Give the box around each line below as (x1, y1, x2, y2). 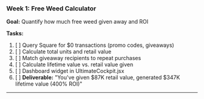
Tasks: (6, 30, 24, 37)
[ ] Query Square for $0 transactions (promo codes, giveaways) (15, 41, 174, 49)
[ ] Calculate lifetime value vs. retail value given (15, 61, 134, 68)
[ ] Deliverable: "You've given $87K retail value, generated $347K (15, 74, 180, 81)
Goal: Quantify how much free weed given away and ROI (6, 18, 149, 26)
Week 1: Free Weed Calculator (6, 4, 97, 13)
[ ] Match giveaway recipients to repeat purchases (15, 55, 141, 62)
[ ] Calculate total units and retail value (15, 48, 112, 55)
